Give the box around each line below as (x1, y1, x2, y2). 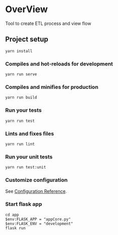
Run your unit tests (5, 153, 53, 160)
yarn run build (5, 95, 37, 100)
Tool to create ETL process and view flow (5, 20, 92, 26)
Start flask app (5, 200, 42, 208)
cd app (5, 212, 19, 217)
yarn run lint (5, 141, 35, 147)
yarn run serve (5, 72, 37, 77)
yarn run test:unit (5, 165, 46, 170)
